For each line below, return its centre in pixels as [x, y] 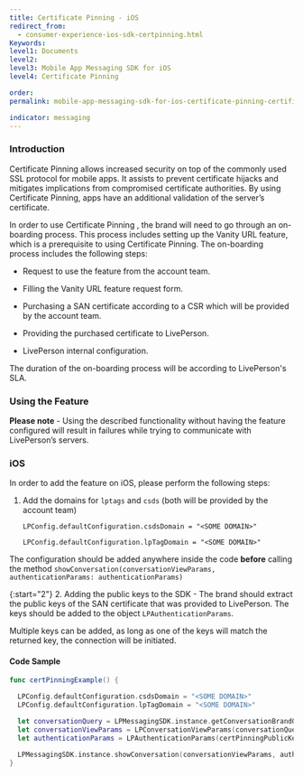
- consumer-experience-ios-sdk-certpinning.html [110, 34]
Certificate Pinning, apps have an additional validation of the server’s [137, 197]
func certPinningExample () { [64, 680]
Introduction [37, 149]
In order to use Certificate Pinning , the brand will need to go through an [143, 224]
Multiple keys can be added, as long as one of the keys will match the [138, 631]
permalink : [30, 101]
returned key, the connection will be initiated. [93, 640]
